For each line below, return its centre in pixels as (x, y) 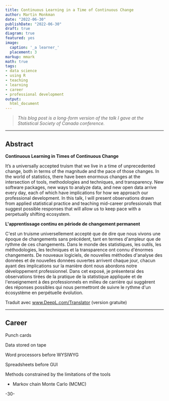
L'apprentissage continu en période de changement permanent (73, 224)
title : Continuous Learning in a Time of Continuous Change (70, 10)
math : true (17, 62)
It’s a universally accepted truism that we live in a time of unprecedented (80, 166)
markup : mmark (20, 57)
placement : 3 (23, 52)
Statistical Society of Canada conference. (61, 124)
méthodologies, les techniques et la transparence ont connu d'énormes (79, 250)
